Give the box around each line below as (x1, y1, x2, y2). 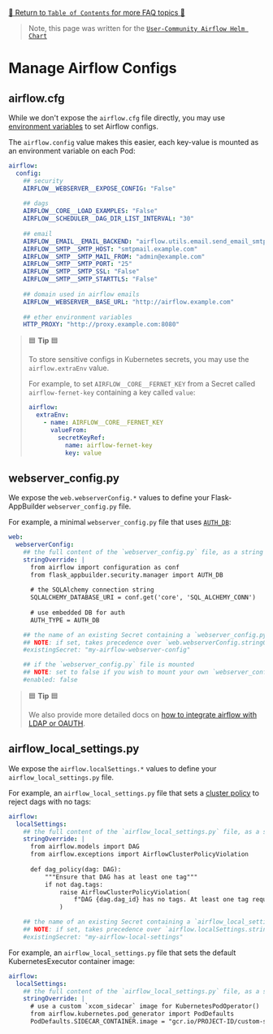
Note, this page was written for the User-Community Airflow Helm (28, 24, 245, 33)
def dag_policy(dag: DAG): (29, 865, 122, 874)
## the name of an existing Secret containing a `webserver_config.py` (23, 630, 271, 639)
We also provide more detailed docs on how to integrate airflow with (28, 709, 258, 719)
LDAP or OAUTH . (28, 718, 85, 728)
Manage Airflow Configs (8, 59, 177, 77)
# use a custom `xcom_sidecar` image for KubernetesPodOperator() (29, 1002, 260, 1010)
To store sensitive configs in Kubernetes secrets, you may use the (28, 355, 249, 364)
